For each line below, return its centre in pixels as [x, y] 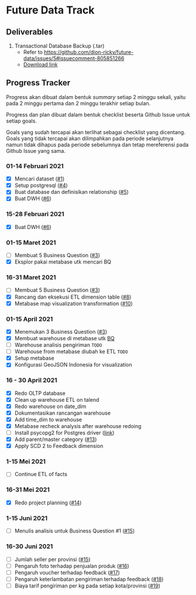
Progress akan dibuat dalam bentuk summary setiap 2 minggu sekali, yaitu [96, 97]
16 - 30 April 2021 [32, 380]
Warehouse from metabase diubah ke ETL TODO [71, 351]
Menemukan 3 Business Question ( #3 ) [61, 331]
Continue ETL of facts [41, 474]
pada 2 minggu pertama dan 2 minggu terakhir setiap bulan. [78, 103]
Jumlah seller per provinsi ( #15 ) [52, 559]
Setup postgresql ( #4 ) [41, 186]
